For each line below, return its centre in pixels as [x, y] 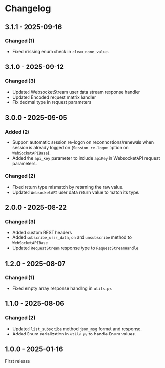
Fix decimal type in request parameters [52, 102]
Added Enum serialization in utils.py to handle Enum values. [74, 334]
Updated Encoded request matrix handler [54, 97]
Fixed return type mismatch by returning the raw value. [68, 187]
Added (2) [17, 132]
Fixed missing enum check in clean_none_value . [60, 51]
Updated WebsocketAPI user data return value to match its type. [76, 192]
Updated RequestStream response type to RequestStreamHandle [75, 248]
